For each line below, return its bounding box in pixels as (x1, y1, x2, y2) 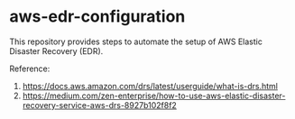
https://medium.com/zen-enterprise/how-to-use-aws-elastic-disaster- (22, 90, 286, 101)
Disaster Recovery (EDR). (9, 45, 104, 56)
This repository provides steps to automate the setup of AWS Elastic (9, 36, 263, 47)
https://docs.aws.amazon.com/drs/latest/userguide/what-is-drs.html (22, 80, 278, 91)
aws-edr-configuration (9, 6, 186, 27)
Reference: (9, 63, 51, 74)
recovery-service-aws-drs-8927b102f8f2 (22, 99, 178, 110)
